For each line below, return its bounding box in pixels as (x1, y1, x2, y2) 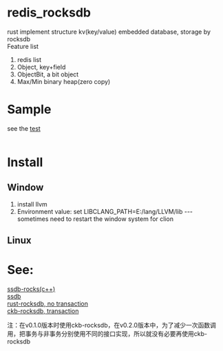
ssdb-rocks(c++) (7, 285, 56, 293)
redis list (17, 55, 42, 63)
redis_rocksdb (7, 5, 92, 21)
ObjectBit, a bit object (17, 70, 79, 78)
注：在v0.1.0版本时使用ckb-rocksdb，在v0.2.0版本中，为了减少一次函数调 (7, 321, 217, 330)
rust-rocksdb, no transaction (7, 299, 88, 308)
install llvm (17, 200, 48, 208)
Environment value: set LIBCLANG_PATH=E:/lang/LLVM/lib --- (17, 207, 193, 215)
